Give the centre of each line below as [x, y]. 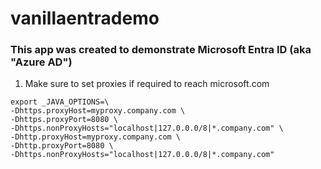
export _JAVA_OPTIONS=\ [60, 102]
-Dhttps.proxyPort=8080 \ [64, 120]
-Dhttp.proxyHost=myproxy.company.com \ [96, 137]
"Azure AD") [41, 62]
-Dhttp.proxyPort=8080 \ [62, 146]
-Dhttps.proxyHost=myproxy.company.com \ [98, 111]
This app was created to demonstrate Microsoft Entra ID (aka [161, 50]
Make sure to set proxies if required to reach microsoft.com [147, 84]
